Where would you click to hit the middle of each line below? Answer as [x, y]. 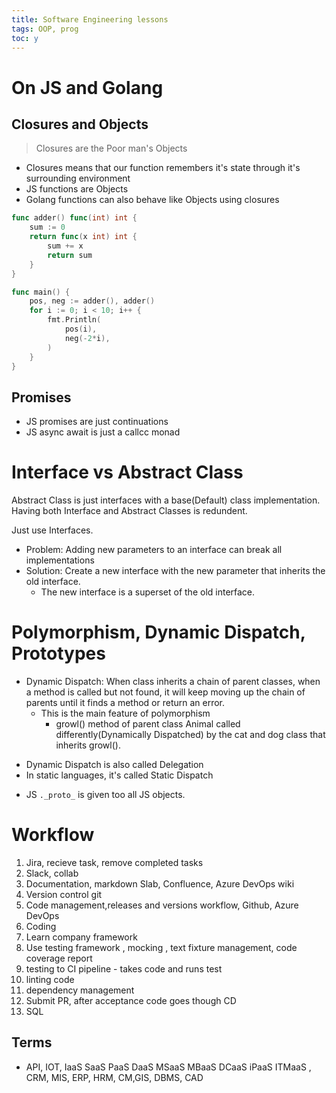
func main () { [41, 292]
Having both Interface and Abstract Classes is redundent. [129, 511]
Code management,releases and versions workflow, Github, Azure [162, 905]
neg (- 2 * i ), [87, 338]
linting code [50, 979]
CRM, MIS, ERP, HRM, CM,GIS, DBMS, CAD [114, 1077]
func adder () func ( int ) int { [74, 218]
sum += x [65, 246]
